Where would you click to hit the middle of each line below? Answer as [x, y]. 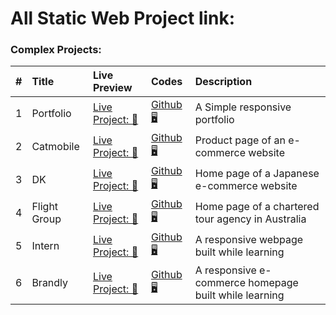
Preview [112, 88]
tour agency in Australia [250, 219]
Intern [45, 245]
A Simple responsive [243, 107]
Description [223, 82]
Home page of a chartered [257, 206]
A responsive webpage [249, 239]
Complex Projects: [56, 50]
